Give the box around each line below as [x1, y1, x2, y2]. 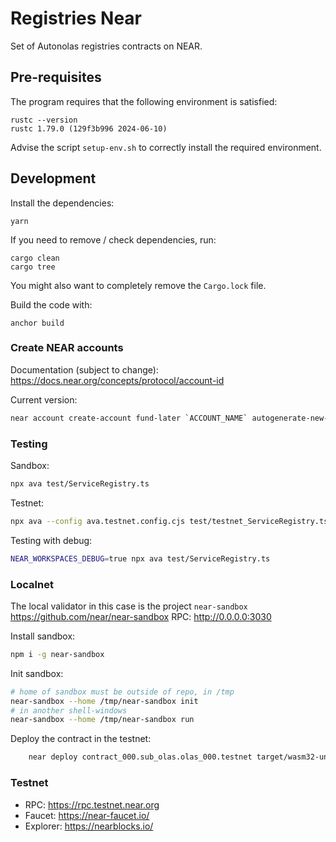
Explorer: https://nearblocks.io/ [24, 820, 154, 832]
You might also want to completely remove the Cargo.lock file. [10, 279, 267, 291]
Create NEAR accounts [10, 341, 124, 355]
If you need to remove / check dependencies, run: [10, 233, 217, 246]
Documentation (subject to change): [10, 363, 159, 376]
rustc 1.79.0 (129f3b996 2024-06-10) [10, 123, 168, 134]
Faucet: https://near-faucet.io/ [24, 809, 150, 821]
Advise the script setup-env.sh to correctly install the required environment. [10, 141, 322, 153]
